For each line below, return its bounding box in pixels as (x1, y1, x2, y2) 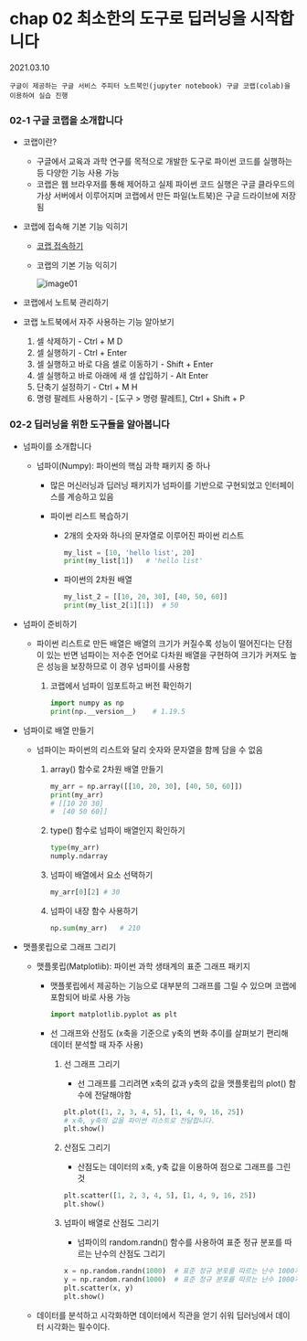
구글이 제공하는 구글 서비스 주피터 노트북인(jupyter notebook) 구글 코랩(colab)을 (9, 81, 291, 90)
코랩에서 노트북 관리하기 (22, 297, 110, 308)
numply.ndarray (49, 852, 108, 861)
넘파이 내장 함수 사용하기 (49, 905, 139, 916)
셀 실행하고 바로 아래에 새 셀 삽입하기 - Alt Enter (36, 370, 208, 381)
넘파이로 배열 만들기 (22, 724, 94, 736)
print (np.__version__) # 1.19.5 (49, 707, 185, 716)
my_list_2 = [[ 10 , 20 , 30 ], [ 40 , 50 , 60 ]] (63, 592, 228, 601)
